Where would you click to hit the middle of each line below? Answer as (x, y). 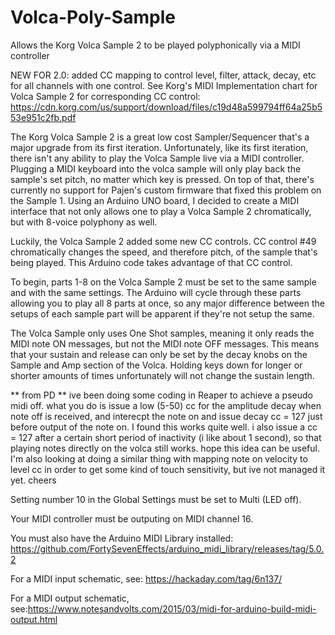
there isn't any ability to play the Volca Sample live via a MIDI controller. (157, 158)
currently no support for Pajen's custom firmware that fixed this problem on (166, 190)
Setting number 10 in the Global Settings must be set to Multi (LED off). (156, 499)
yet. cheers (33, 480)
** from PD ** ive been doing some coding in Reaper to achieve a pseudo (161, 395)
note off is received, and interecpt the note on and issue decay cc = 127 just (166, 416)
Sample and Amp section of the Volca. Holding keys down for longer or (156, 365)
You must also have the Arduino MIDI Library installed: (122, 538)
